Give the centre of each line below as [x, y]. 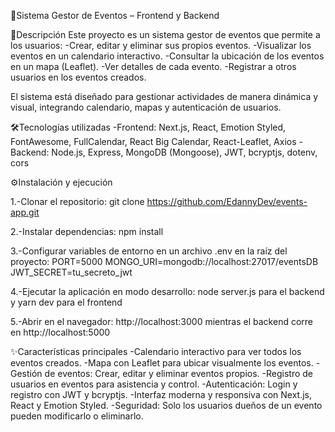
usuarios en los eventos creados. [78, 77]
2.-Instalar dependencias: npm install [87, 231]
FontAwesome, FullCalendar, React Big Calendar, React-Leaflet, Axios [153, 141]
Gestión [26, 373]
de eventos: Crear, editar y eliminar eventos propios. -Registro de [178, 373]
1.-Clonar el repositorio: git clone [77, 201]
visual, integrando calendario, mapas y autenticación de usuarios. [146, 107]
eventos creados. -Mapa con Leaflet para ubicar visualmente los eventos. [162, 363]
